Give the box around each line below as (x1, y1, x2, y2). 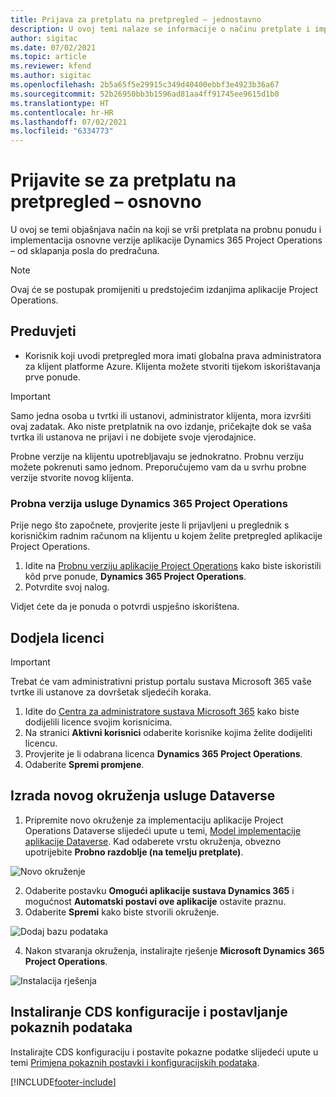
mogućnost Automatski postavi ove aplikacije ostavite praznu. (24, 895, 287, 907)
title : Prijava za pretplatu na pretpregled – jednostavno (10, 14, 262, 25)
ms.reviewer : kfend (10, 61, 92, 71)
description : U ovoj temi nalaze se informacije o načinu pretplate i (10, 24, 311, 34)
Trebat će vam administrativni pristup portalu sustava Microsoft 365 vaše (10, 675, 312, 687)
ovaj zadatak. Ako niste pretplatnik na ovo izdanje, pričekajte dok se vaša (10, 420, 312, 432)
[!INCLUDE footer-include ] (10, 1076, 117, 1088)
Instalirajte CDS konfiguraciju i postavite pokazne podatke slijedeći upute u (10, 1046, 319, 1058)
